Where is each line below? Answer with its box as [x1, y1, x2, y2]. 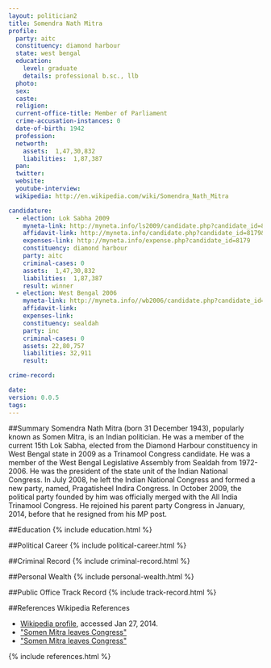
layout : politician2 [8, 11, 78, 20]
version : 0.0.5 [8, 393, 60, 401]
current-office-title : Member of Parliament [15, 110, 168, 118]
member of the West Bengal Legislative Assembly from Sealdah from [8, 457, 238, 467]
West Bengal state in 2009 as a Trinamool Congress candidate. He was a [8, 449, 251, 459]
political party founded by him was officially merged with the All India [8, 492, 238, 502]
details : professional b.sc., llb [23, 72, 139, 80]
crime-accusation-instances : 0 [15, 117, 121, 125]
